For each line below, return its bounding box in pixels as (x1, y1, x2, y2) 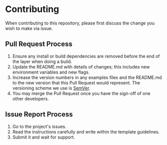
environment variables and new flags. (12, 69, 90, 75)
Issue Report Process (5, 110, 73, 118)
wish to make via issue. (5, 25, 53, 31)
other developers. (12, 95, 49, 101)
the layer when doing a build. (12, 58, 72, 64)
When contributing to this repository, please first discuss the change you (5, 20, 155, 26)
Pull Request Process (5, 40, 73, 48)
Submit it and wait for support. (12, 134, 75, 140)
